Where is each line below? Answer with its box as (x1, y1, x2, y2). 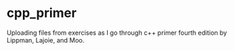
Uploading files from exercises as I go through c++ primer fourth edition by (6, 28, 228, 37)
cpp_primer (6, 5, 77, 21)
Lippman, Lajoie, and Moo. (6, 35, 85, 44)
